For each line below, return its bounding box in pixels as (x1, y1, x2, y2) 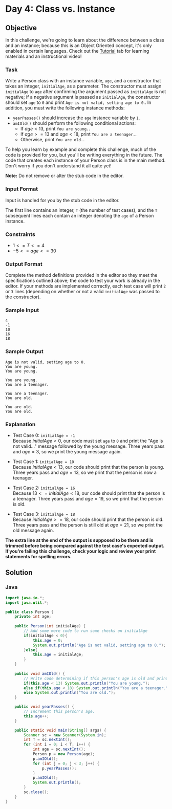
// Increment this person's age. (24, 709, 95, 714)
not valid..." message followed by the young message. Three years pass (12, 443, 165, 449)
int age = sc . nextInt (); (32, 747, 86, 752)
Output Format (5, 260, 42, 268)
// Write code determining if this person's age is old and (24, 676, 155, 681)
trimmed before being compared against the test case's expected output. (5, 543, 165, 549)
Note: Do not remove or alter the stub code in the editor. (5, 172, 124, 179)
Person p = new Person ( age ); (32, 752, 95, 757)
